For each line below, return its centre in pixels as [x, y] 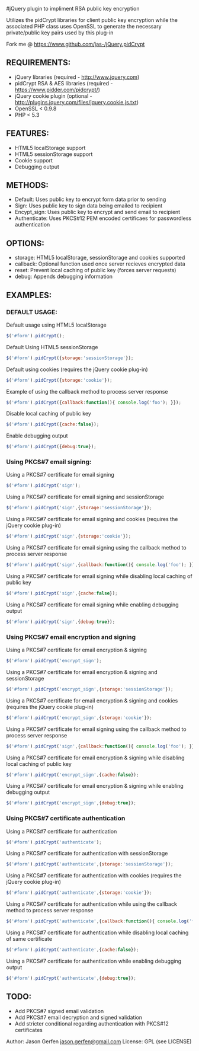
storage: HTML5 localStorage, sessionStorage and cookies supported [100, 258]
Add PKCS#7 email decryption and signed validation [78, 1017]
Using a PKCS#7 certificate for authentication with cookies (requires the [94, 876]
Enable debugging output [37, 436]
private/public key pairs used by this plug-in [60, 33]
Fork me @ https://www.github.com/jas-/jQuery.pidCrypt [76, 44]
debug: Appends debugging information [64, 277]
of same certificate [29, 939]
